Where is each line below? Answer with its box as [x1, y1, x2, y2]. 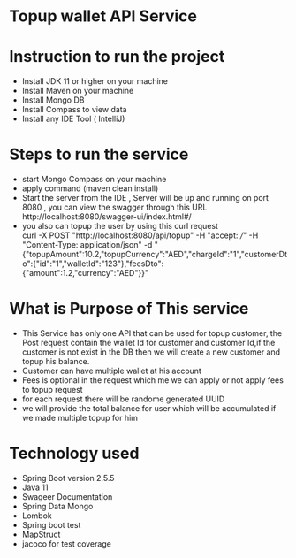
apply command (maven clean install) [21, 183, 159, 194]
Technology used [9, 444, 140, 463]
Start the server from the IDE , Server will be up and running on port [21, 193, 269, 203]
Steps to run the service [9, 144, 189, 164]
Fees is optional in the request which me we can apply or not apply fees [21, 375, 285, 386]
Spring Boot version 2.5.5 [21, 472, 115, 483]
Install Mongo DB [21, 95, 85, 105]
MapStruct [21, 529, 61, 539]
